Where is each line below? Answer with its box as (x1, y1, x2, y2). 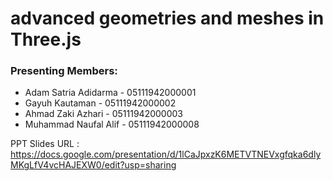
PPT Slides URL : (10, 138, 80, 150)
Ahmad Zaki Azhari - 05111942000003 (24, 108, 183, 120)
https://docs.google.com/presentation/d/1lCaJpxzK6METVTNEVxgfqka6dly (10, 148, 322, 161)
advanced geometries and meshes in (10, 7, 325, 30)
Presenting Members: (10, 64, 118, 78)
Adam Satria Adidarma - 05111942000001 (24, 87, 197, 99)
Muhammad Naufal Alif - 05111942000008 (24, 118, 200, 131)
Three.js (10, 28, 82, 51)
